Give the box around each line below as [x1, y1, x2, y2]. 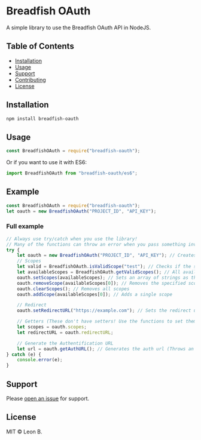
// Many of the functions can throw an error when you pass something [6, 241, 186, 247]
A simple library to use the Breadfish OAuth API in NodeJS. [6, 24, 151, 31]
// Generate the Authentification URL [17, 340, 114, 346]
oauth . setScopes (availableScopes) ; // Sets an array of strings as [17, 275, 188, 281]
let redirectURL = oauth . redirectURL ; [17, 330, 114, 336]
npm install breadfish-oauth [6, 115, 79, 122]
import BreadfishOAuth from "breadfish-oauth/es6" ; [6, 170, 138, 177]
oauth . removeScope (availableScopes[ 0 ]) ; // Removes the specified [17, 280, 186, 286]
